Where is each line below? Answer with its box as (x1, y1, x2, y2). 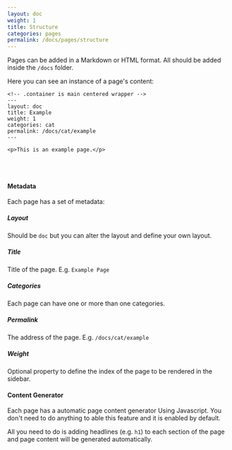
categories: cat (7, 121, 55, 129)
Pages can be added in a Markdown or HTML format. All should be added (7, 56, 221, 64)
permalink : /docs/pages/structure (7, 37, 109, 44)
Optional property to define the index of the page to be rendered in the (7, 367, 213, 376)
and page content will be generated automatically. (7, 435, 153, 444)
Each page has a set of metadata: (7, 197, 105, 206)
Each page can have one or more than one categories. (7, 299, 166, 308)
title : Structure (7, 23, 59, 30)
